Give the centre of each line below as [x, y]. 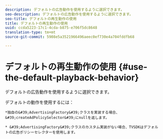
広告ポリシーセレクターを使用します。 [45, 132]
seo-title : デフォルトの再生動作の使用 [41, 19]
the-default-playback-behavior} [72, 78]
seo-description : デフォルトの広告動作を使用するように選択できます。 [69, 14]
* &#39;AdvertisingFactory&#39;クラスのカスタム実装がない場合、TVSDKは [74, 127]
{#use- [133, 67]
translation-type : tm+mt [30, 32]
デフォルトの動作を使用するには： [39, 102]
